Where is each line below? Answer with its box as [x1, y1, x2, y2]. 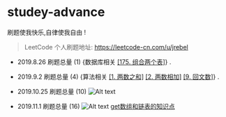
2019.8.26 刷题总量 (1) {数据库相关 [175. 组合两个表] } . [17, 57, 172, 66]
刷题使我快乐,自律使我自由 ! [7, 28, 86, 36]
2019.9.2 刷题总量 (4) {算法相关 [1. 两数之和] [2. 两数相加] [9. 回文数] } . [17, 72, 220, 81]
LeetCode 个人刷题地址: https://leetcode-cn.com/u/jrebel [24, 42, 188, 51]
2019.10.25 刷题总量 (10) [17, 87, 87, 95]
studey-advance [7, 4, 105, 20]
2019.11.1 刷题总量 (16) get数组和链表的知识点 [17, 102, 176, 110]
